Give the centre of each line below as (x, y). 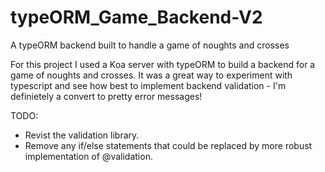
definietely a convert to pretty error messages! (106, 96)
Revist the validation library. (82, 135)
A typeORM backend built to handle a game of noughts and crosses (150, 45)
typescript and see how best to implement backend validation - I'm (148, 85)
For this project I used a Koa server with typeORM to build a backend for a (163, 64)
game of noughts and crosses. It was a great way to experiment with (151, 75)
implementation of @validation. (88, 156)
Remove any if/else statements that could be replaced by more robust (168, 145)
